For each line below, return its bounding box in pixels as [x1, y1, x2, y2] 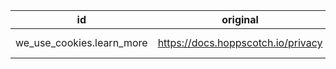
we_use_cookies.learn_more [15, 36, 148, 49]
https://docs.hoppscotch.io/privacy [157, 36, 323, 49]
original [221, 13, 259, 26]
